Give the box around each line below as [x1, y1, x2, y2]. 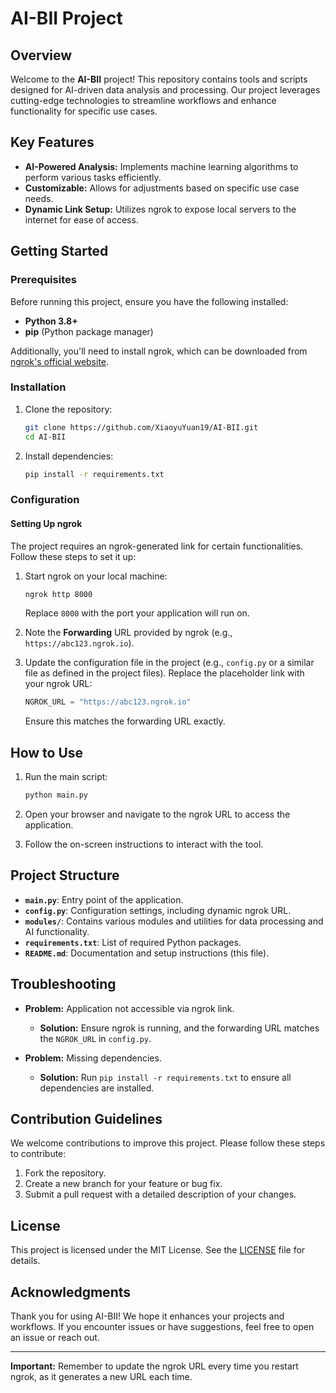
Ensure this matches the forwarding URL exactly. [24, 715, 226, 727]
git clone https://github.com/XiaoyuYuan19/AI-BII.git [24, 422, 259, 432]
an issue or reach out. [10, 1332, 100, 1344]
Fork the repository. [24, 1167, 107, 1179]
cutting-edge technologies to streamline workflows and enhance [10, 95, 277, 106]
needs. [24, 192, 54, 204]
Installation [10, 380, 67, 394]
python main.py [24, 790, 89, 801]
